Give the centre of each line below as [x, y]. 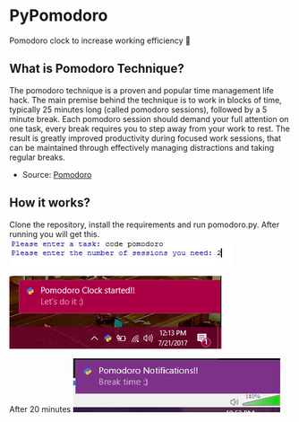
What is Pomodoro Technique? [97, 69]
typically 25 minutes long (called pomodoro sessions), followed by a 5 [138, 110]
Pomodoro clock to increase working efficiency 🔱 [100, 40]
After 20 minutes [40, 409]
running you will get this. [55, 233]
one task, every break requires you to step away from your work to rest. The [150, 128]
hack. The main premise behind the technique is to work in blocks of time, [145, 100]
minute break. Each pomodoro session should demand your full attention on [149, 119]
